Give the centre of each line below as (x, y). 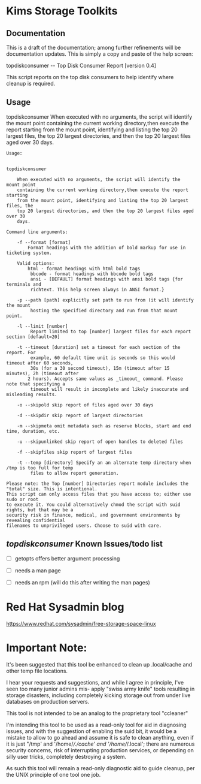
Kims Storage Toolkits (62, 11)
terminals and (24, 284)
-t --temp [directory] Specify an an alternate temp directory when (104, 463)
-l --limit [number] (42, 326)
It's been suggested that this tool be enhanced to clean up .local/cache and (99, 664)
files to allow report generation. (74, 473)
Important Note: (47, 648)
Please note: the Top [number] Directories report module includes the (97, 484)
